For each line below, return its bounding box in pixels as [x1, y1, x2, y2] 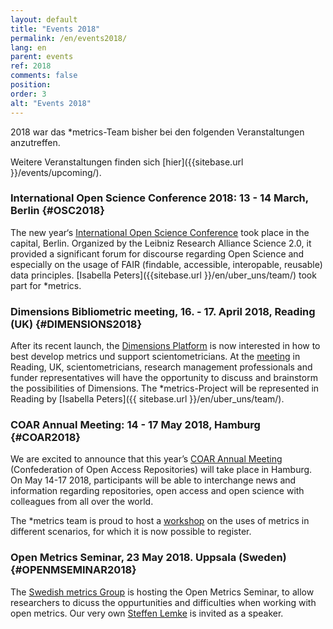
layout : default [10, 14, 78, 25]
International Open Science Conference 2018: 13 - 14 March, [10, 191, 309, 205]
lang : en [10, 42, 47, 53]
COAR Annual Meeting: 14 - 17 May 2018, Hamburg [10, 418, 261, 432]
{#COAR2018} [10, 431, 81, 445]
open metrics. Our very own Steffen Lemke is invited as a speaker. [10, 607, 284, 619]
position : [10, 80, 52, 90]
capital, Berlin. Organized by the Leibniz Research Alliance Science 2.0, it [10, 237, 312, 249]
